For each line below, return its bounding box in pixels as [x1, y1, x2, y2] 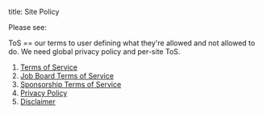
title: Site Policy [8, 7, 60, 16]
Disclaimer [19, 97, 56, 106]
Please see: [8, 23, 47, 32]
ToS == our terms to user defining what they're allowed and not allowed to [8, 38, 256, 48]
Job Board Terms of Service [19, 71, 115, 80]
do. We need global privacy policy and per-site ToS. [8, 47, 181, 56]
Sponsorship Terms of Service [19, 80, 122, 89]
